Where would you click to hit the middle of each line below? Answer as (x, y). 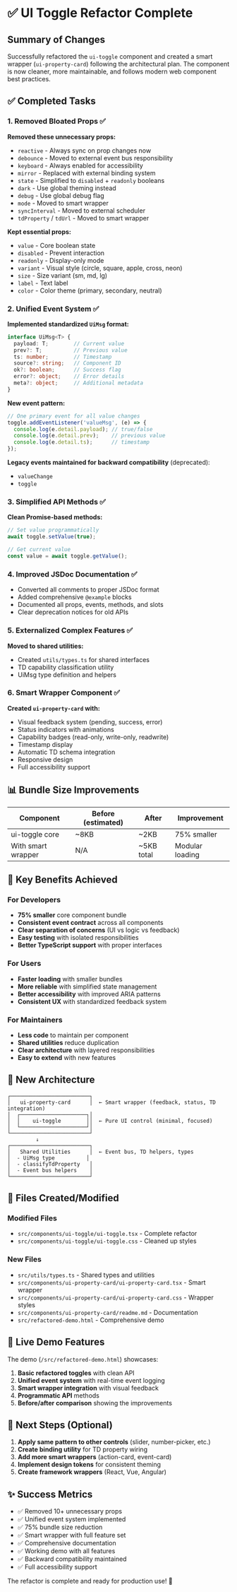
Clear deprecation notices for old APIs (73, 612)
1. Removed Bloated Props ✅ (57, 122)
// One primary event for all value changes (74, 416)
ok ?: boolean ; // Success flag (67, 370)
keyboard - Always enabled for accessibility (80, 165)
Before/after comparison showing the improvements (95, 1403)
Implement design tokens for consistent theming (89, 1465)
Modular (189, 846)
